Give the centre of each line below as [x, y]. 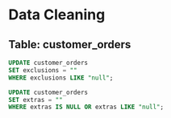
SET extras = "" [35, 100]
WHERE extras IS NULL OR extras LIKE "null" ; [86, 107]
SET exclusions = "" [43, 70]
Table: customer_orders [70, 45]
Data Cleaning [57, 15]
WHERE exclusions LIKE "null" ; [61, 78]
